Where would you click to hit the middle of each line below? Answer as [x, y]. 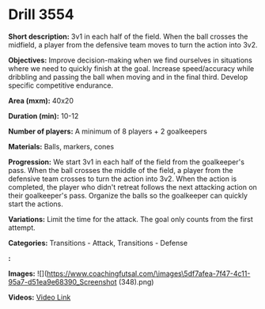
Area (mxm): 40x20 [41, 100]
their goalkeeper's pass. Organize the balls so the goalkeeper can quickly [128, 195]
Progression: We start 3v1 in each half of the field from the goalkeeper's [127, 162]
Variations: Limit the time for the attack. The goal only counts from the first [131, 219]
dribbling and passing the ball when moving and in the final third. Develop [128, 77]
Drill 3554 [41, 15]
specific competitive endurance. [61, 85]
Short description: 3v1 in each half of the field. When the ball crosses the [128, 36]
